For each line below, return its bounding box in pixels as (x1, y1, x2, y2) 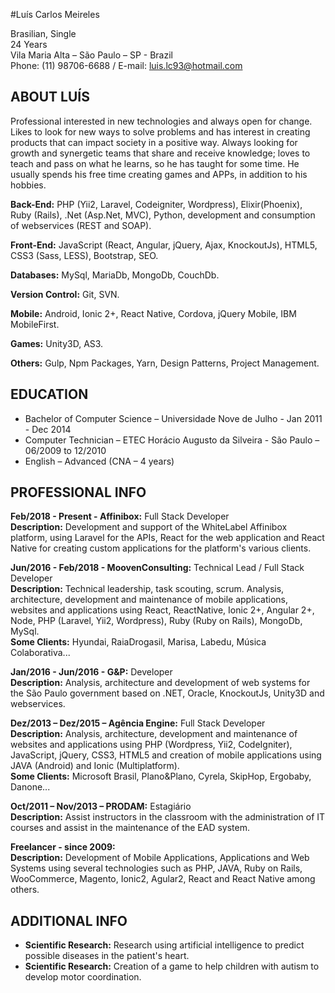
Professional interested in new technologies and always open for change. (10, 115, 313, 127)
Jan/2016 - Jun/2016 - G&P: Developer (10, 666, 173, 678)
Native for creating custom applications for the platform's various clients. (10, 542, 312, 554)
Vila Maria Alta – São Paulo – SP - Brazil (10, 49, 173, 61)
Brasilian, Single (10, 28, 77, 39)
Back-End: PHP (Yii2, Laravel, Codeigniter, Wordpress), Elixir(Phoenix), (10, 198, 303, 210)
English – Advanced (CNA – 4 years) (24, 455, 175, 467)
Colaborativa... (10, 647, 71, 659)
